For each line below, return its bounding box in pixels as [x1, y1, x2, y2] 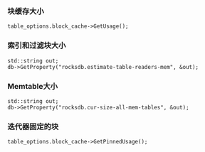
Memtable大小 [7, 81, 58, 91]
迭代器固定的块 [7, 121, 59, 131]
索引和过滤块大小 [7, 40, 66, 50]
